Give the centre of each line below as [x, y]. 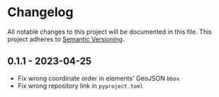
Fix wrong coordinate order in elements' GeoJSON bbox [99, 78]
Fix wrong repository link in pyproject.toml [80, 86]
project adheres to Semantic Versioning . [66, 39]
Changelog [40, 12]
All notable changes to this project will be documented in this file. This [110, 32]
